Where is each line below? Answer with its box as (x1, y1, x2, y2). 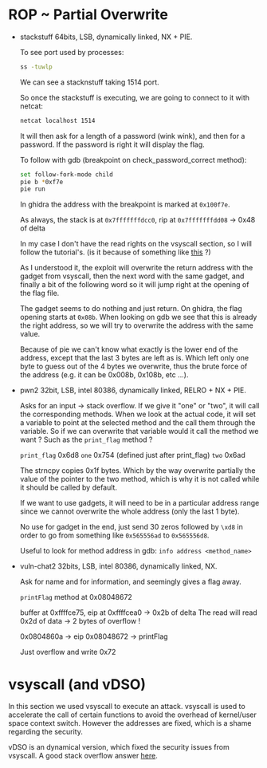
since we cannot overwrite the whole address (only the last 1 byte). (19, 506, 240, 516)
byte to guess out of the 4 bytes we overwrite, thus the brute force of (19, 361, 248, 372)
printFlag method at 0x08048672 (19, 593, 133, 602)
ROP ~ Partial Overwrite (8, 6, 169, 24)
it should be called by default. (19, 482, 118, 492)
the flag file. (19, 289, 60, 298)
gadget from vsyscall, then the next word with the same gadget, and (19, 271, 245, 281)
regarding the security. (8, 727, 84, 737)
